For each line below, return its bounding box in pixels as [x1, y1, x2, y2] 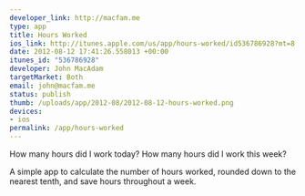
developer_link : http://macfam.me [9, 13, 141, 23]
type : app [9, 22, 47, 31]
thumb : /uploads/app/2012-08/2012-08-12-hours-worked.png [9, 98, 234, 108]
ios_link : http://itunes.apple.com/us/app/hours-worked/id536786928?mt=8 [9, 38, 296, 48]
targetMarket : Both [9, 73, 84, 82]
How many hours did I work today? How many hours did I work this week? [9, 149, 287, 160]
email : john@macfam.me [9, 81, 96, 90]
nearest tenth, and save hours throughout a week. [9, 176, 197, 187]
